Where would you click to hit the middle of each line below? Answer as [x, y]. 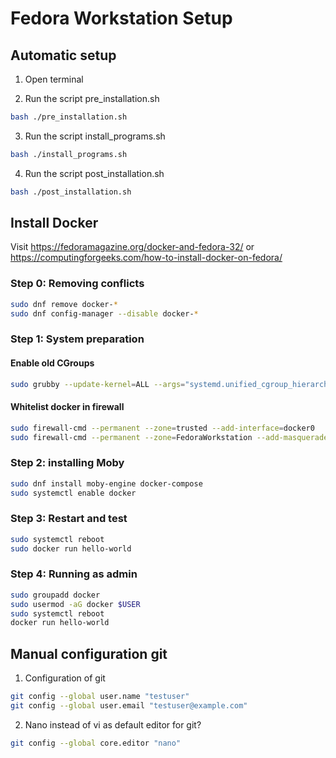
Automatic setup [63, 55]
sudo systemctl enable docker [73, 493]
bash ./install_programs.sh [69, 154]
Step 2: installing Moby [67, 463]
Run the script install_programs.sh [95, 136]
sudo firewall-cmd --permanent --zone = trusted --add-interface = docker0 [162, 428]
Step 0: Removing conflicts [77, 284]
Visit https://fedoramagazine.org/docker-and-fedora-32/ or [132, 247]
